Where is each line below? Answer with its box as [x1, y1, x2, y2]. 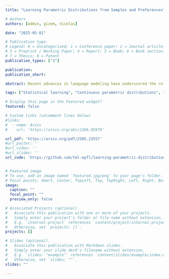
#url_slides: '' [5, 150, 39, 155]
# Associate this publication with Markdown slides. [5, 243, 123, 248]
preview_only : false [10, 197, 53, 202]
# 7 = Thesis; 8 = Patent [5, 53, 59, 59]
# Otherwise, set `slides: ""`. [5, 257, 78, 262]
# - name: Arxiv [5, 122, 42, 128]
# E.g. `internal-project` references [5, 220, 92, 225]
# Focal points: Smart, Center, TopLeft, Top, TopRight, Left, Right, [5, 178, 156, 183]
